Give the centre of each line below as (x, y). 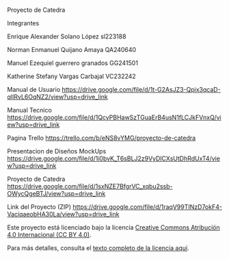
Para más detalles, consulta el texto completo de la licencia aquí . (98, 248)
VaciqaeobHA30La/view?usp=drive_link (63, 214)
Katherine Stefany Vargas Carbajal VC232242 (72, 76)
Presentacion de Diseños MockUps (57, 151)
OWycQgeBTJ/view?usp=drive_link (56, 194)
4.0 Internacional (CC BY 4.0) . (49, 235)
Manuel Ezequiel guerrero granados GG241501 (73, 63)
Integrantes (23, 23)
